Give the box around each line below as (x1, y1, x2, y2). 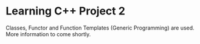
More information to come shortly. (5, 30, 91, 37)
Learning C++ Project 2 (5, 4, 126, 18)
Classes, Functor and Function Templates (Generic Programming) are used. (5, 24, 195, 31)
